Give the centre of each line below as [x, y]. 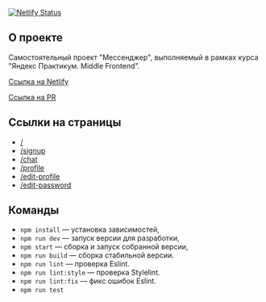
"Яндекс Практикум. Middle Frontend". [74, 65]
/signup [33, 150]
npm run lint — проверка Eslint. [75, 264]
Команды [34, 210]
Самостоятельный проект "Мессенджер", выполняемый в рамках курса [134, 57]
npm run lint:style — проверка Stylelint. [90, 273]
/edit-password [46, 185]
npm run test [42, 291]
